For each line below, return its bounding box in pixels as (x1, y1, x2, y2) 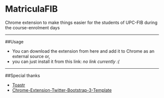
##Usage (5, 39, 24, 44)
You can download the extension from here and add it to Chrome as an (12, 48, 155, 54)
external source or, (12, 53, 50, 59)
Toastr (12, 82, 25, 88)
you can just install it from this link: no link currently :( (12, 59, 120, 64)
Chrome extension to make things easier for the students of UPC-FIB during (5, 20, 158, 25)
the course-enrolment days (5, 24, 60, 30)
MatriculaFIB (5, 3, 58, 15)
